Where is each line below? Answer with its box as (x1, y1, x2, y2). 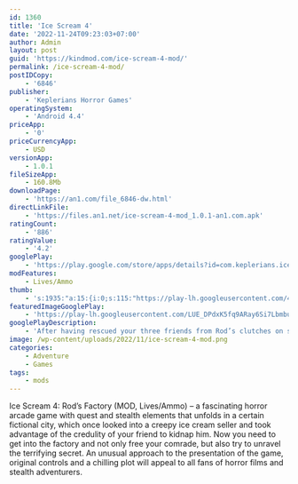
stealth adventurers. (9, 467, 82, 478)
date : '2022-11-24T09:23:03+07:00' (9, 29, 141, 38)
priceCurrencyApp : (9, 137, 77, 146)
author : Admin (9, 37, 62, 47)
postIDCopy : (9, 71, 53, 80)
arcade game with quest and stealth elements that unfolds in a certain (9, 410, 264, 421)
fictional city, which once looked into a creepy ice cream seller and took (9, 419, 272, 431)
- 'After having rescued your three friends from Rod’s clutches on (25, 327, 284, 336)
